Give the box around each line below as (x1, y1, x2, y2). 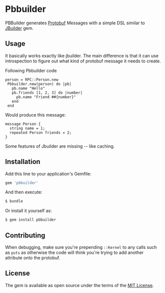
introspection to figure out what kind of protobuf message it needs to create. (5, 58, 161, 64)
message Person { (5, 121, 41, 126)
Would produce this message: (5, 112, 66, 117)
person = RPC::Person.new (5, 77, 58, 82)
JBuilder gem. (5, 25, 34, 31)
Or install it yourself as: (5, 208, 52, 214)
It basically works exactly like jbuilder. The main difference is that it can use (5, 53, 159, 59)
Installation (5, 158, 41, 166)
